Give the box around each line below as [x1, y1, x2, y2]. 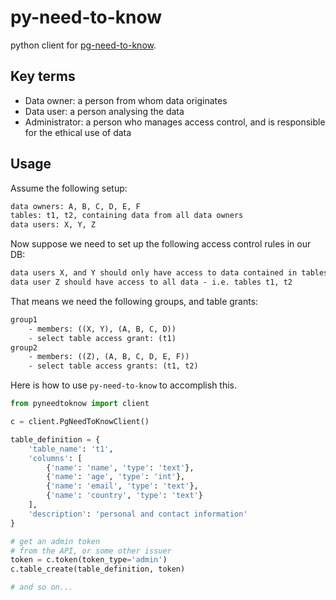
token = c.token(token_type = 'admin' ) [10, 555, 168, 565]
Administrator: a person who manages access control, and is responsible [24, 116, 326, 128]
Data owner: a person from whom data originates [24, 94, 228, 106]
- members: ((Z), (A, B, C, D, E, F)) [28, 352, 190, 362]
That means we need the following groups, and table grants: [10, 295, 259, 307]
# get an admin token [10, 536, 101, 546]
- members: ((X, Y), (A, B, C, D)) [28, 324, 177, 334]
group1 [10, 314, 38, 325]
